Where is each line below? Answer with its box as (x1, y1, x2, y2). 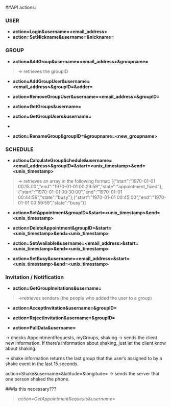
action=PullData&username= (12, 325, 76, 331)
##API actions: (5, 5, 36, 10)
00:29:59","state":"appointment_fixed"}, (79, 183, 163, 189)
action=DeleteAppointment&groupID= (12, 224, 95, 231)
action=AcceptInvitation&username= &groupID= (12, 305, 117, 311)
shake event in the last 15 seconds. (5, 361, 79, 367)
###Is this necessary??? (5, 386, 57, 392)
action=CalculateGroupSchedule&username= (12, 157, 112, 163)
